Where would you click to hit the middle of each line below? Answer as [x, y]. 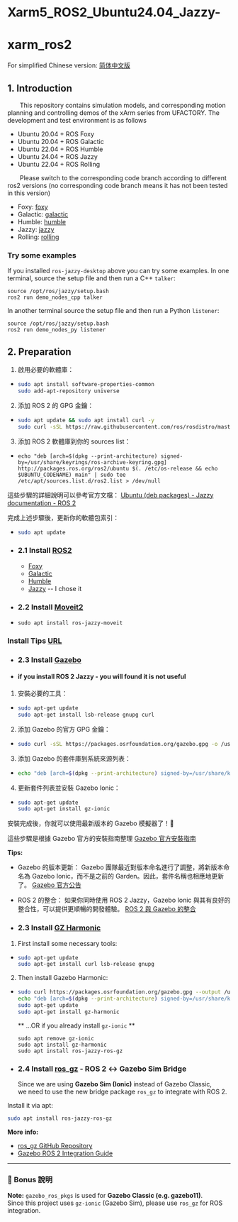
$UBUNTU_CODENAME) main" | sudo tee [72, 475]
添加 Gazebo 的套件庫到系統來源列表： [74, 758]
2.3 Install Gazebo [49, 659]
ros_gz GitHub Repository [55, 1146]
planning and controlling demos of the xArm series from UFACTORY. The [113, 112]
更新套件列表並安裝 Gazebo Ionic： [69, 788]
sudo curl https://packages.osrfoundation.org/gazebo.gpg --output [119, 992]
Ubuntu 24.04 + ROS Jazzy [57, 156]
